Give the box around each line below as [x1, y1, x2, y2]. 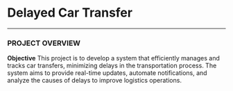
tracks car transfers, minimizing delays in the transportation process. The [7, 61, 217, 70]
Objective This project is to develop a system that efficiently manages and [7, 54, 221, 63]
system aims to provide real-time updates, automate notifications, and [7, 69, 207, 77]
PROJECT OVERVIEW [7, 38, 81, 48]
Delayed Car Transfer [7, 5, 133, 21]
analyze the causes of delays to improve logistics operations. [7, 76, 182, 85]
